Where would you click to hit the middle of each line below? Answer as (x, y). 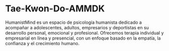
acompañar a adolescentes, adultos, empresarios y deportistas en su (77, 27)
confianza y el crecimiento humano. (42, 43)
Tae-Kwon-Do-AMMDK (55, 9)
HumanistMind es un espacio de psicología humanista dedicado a (74, 22)
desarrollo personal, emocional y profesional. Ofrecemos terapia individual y (84, 33)
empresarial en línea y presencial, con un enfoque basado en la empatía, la (83, 38)
